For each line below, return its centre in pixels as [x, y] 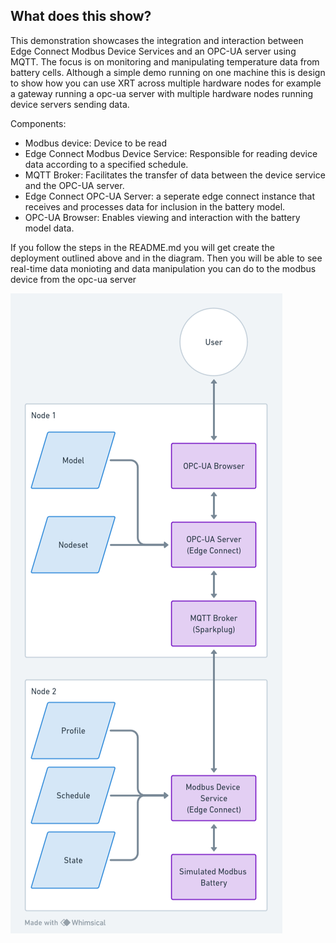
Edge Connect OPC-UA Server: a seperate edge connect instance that [170, 196]
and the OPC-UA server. [74, 185]
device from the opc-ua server [73, 279]
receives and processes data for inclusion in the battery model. [155, 206]
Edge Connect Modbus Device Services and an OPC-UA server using [153, 51]
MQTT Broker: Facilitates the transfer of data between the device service [175, 175]
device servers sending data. [70, 104]
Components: [38, 123]
